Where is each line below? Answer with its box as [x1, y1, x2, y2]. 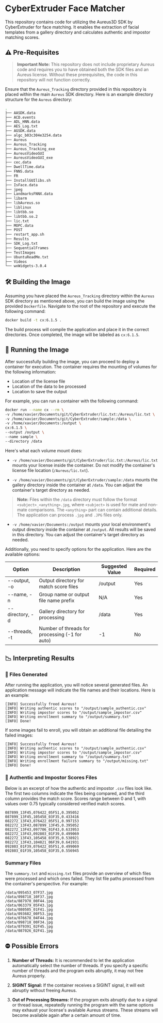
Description [52, 566, 81, 573]
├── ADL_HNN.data [5, 119, 40, 124]
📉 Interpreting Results [5, 654, 75, 662]
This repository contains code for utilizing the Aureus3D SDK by [5, 19, 133, 25]
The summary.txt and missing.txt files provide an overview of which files [5, 871, 151, 877]
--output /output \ [5, 430, 45, 435]
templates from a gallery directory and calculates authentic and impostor [5, 29, 150, 35]
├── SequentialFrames [5, 245, 49, 250]
